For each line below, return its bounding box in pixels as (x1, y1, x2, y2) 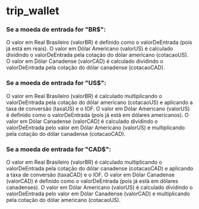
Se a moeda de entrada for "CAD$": (6, 145, 112, 153)
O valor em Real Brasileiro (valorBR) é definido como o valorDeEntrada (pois (6, 39, 192, 46)
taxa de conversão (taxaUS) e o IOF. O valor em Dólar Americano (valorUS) (6, 105, 190, 112)
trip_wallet (6, 4, 59, 18)
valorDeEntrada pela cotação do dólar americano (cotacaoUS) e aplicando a (6, 99, 193, 106)
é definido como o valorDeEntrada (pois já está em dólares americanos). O (6, 111, 189, 118)
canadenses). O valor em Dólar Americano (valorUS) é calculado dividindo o (6, 184, 193, 191)
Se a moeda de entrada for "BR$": (6, 26, 106, 34)
